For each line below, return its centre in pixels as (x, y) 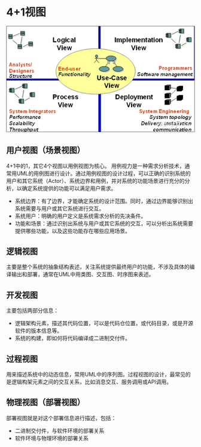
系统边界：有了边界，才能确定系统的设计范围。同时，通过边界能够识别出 (104, 201)
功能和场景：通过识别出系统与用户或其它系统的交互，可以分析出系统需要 (104, 223)
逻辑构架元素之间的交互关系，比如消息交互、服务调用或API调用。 (92, 382)
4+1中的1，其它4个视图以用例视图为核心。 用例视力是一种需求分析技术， (95, 166)
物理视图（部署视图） (45, 402)
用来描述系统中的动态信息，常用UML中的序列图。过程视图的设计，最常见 (96, 375)
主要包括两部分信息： (32, 311)
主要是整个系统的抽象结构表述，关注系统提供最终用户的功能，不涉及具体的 (98, 267)
